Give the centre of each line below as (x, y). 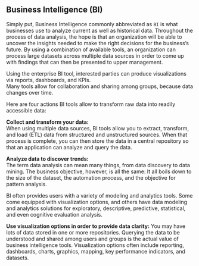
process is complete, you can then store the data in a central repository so (97, 141)
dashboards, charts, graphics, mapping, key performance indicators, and (96, 251)
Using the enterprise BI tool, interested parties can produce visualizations (96, 73)
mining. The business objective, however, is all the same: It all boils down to (99, 171)
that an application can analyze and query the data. (69, 147)
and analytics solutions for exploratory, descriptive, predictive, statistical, (96, 208)
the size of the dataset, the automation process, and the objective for (91, 177)
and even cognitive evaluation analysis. (54, 214)
